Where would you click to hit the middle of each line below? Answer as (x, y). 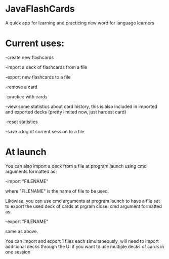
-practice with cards (26, 96)
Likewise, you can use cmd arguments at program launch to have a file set (83, 201)
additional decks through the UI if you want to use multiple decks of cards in (85, 246)
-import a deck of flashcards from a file (46, 67)
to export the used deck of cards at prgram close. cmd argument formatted (83, 206)
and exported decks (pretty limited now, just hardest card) (66, 112)
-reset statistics (22, 122)
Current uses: (35, 43)
